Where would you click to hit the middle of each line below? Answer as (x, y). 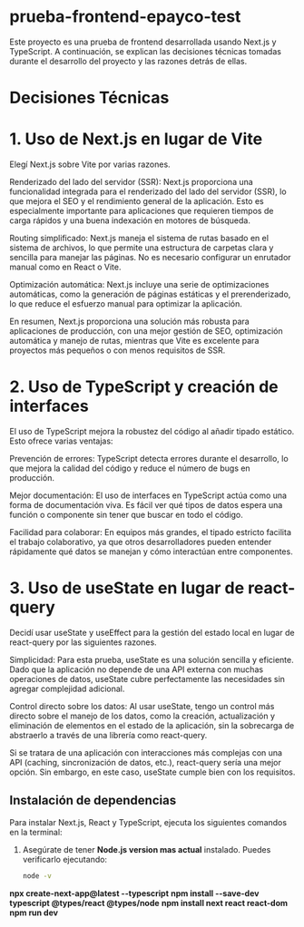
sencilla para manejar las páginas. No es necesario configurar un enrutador (151, 258)
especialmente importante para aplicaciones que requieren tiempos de (142, 211)
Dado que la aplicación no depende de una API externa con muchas (137, 669)
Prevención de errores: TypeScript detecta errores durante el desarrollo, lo (149, 459)
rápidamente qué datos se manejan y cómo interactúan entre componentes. (151, 551)
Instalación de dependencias (93, 800)
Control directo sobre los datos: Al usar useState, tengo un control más (142, 706)
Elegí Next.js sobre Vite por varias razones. (90, 164)
